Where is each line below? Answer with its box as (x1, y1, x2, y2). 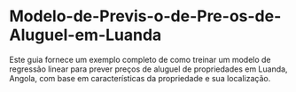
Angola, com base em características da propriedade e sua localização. (9, 73, 271, 83)
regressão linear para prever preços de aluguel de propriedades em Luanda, (9, 64, 288, 74)
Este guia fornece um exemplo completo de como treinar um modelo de (9, 54, 272, 65)
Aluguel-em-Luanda (9, 25, 162, 45)
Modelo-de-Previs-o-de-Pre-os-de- (9, 6, 282, 27)
